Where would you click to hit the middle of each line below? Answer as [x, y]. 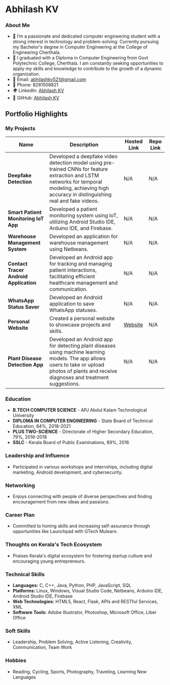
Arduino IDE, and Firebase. [81, 228]
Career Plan [20, 515]
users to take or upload [77, 365]
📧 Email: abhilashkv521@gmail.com [49, 79]
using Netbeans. [69, 249]
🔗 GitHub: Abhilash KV [36, 98]
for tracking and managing [81, 264]
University [23, 416]
